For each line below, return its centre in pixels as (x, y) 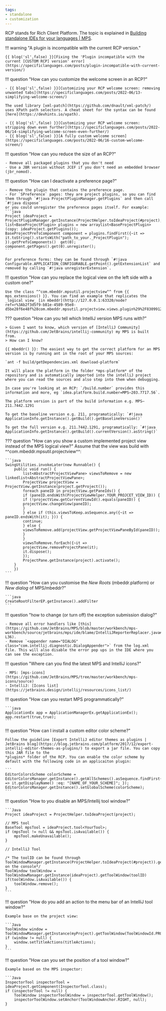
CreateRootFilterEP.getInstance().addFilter (52, 602)
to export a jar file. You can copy (123, 748)
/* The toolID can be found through (43, 858)
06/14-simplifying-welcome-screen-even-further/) (57, 132)
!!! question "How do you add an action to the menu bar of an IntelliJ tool (79, 902)
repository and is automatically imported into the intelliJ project (78, 375)
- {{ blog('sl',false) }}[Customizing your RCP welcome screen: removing (83, 88)
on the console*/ (23, 867)
